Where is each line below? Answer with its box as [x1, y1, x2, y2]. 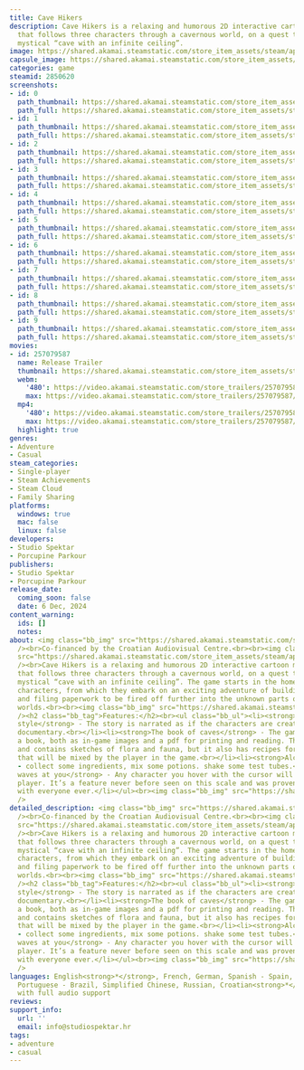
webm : [17, 374, 39, 384]
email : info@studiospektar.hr [17, 1022, 131, 1031]
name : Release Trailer [17, 358, 103, 367]
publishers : [9, 560, 54, 569]
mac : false [17, 517, 59, 527]
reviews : [9, 997, 43, 1007]
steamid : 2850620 [9, 72, 75, 81]
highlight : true [17, 425, 79, 434]
